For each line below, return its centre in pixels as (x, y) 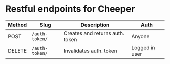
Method (17, 25)
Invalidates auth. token (91, 51)
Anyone (140, 36)
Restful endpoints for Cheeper (70, 9)
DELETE (17, 51)
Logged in (143, 47)
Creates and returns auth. (94, 33)
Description (95, 25)
